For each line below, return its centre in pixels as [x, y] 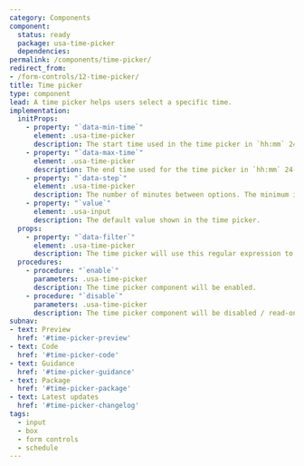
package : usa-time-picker [66, 43]
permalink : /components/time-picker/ [81, 60]
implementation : [40, 111]
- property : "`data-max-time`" [85, 152]
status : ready [44, 34]
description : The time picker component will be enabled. [145, 287]
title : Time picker [46, 85]
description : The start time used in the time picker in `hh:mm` [159, 144]
